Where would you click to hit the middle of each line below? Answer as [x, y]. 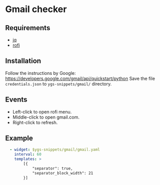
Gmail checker [36, 9]
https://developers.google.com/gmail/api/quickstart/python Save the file [80, 78]
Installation [23, 61]
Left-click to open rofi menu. [42, 112]
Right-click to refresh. [35, 122]
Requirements [28, 28]
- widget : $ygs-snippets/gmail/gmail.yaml [55, 150]
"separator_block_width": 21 [63, 173]
